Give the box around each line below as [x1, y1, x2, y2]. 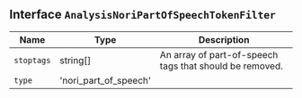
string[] [59, 53, 92, 66]
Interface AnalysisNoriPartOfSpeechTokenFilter [9, 7, 276, 22]
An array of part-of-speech [159, 48, 279, 61]
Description [198, 33, 250, 45]
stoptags [13, 55, 51, 65]
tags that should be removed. [159, 60, 283, 72]
